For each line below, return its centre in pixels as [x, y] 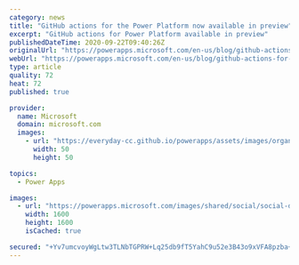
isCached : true [53, 231]
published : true [39, 92]
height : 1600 [49, 223]
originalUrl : [33, 51]
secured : [25, 247]
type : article [36, 68]
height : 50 [53, 157]
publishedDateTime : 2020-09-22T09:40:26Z [87, 42]
